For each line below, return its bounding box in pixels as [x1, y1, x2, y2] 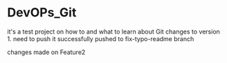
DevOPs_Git [7, 5, 77, 21]
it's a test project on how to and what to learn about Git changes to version [7, 27, 220, 36]
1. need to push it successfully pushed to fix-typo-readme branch [7, 34, 194, 42]
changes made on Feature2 [7, 48, 86, 56]
